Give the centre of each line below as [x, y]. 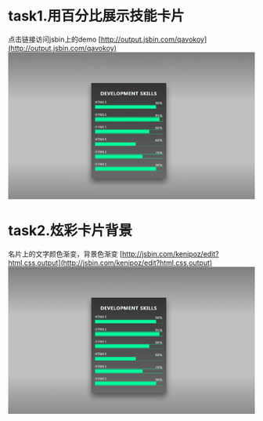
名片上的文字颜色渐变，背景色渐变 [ [65, 254]
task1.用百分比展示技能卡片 [96, 16]
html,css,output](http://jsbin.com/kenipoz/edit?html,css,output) [110, 263]
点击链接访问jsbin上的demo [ [55, 39]
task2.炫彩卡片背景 [70, 231]
